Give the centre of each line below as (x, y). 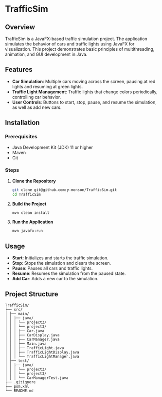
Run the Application (33, 222)
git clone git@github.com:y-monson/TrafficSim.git (64, 190)
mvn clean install (31, 213)
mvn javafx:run (27, 231)
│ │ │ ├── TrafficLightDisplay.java (42, 352)
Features (19, 70)
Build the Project (29, 204)
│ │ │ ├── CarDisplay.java (32, 335)
